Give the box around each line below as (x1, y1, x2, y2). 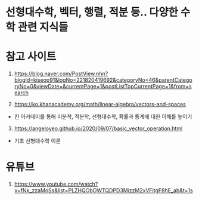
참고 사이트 (5, 50, 57, 63)
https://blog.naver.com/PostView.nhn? (14, 70, 108, 78)
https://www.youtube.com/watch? (14, 180, 98, 188)
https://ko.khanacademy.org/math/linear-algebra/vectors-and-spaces (14, 101, 186, 108)
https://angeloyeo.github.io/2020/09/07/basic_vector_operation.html (14, 125, 183, 132)
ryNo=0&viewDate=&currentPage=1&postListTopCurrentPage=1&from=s (14, 83, 192, 90)
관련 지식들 (17, 20, 69, 34)
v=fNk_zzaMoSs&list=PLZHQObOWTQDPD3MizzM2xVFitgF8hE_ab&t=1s (14, 187, 193, 194)
